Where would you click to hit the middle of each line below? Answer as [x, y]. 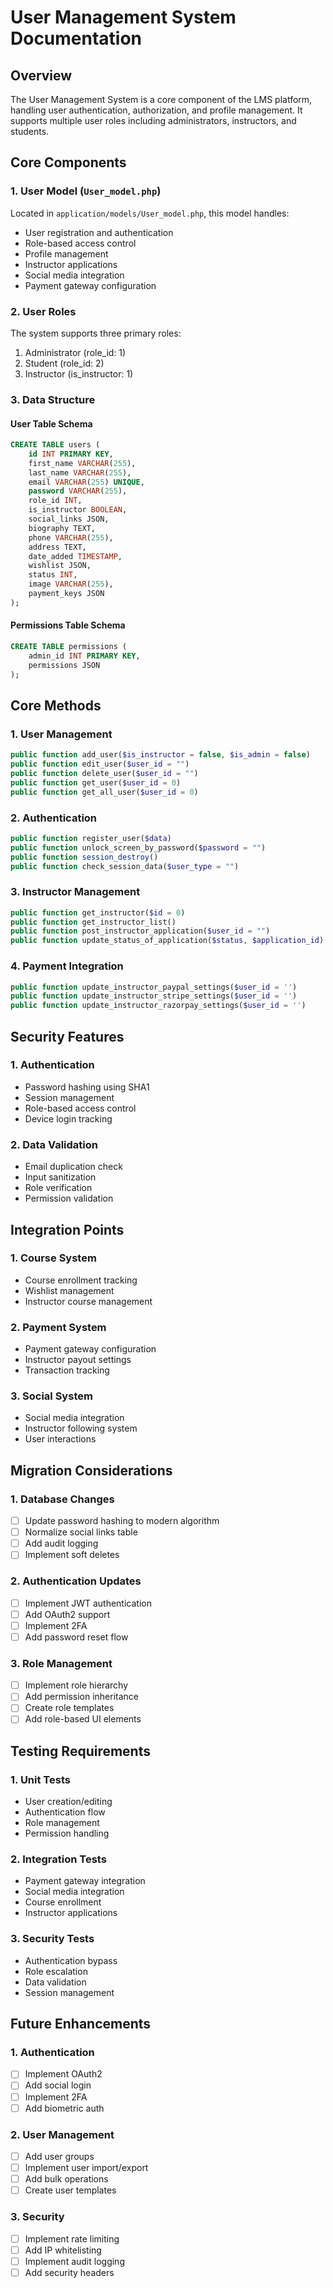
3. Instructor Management [75, 892]
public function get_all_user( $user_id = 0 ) [104, 792]
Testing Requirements [80, 1751]
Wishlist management [69, 1290]
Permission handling [67, 1833]
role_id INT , [55, 501]
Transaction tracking [67, 1370]
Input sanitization [60, 1177]
